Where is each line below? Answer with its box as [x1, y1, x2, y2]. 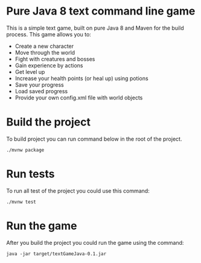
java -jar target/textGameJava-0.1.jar [6, 250, 107, 257]
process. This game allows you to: [6, 30, 92, 38]
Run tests [6, 167, 55, 181]
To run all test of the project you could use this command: [6, 187, 150, 195]
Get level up [14, 68, 45, 75]
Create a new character [14, 42, 74, 50]
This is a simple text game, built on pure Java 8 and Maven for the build [6, 24, 184, 32]
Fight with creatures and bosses [14, 55, 95, 62]
